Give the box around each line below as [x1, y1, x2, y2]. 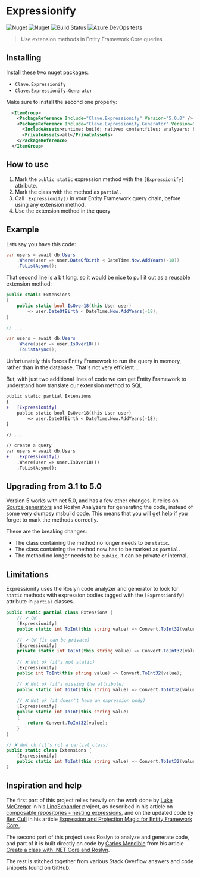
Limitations [6, 569, 49, 579]
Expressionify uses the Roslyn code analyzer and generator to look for [6, 585, 179, 593]
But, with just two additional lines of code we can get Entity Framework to [6, 375, 186, 382]
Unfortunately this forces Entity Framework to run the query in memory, [6, 357, 182, 364]
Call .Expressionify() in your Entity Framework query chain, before [14, 194, 181, 201]
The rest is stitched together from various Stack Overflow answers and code [6, 857, 194, 864]
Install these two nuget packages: [6, 69, 89, 76]
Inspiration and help [6, 781, 82, 791]
